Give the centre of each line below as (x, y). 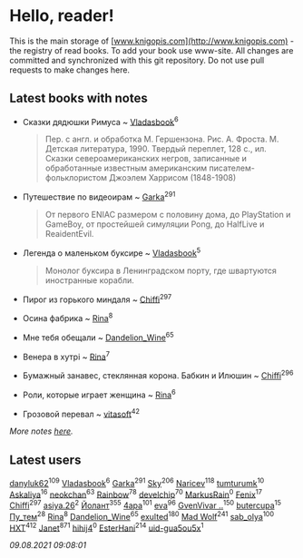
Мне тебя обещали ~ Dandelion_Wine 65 (98, 337)
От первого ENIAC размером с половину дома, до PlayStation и (168, 215)
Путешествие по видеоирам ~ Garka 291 (99, 196)
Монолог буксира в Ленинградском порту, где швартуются (161, 270)
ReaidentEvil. (69, 234)
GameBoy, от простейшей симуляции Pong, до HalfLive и (155, 224)
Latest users (45, 460)
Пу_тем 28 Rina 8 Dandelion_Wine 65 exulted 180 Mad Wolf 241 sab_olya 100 (142, 516)
